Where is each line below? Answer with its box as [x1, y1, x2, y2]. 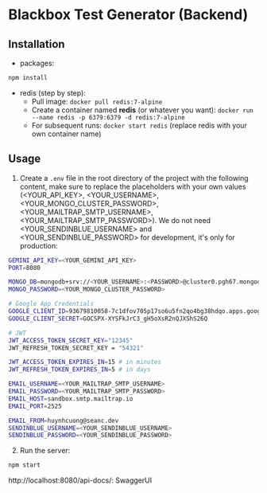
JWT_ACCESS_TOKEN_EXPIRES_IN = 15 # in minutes [8, 358, 161, 366]
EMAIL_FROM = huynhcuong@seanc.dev [8, 417, 119, 425]
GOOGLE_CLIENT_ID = [8, 307, 69, 315]
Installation [8, 37, 65, 51]
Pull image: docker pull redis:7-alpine [31, 96, 163, 106]
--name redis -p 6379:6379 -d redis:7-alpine [31, 113, 185, 121]
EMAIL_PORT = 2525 [8, 402, 62, 410]
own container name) [31, 129, 102, 139]
